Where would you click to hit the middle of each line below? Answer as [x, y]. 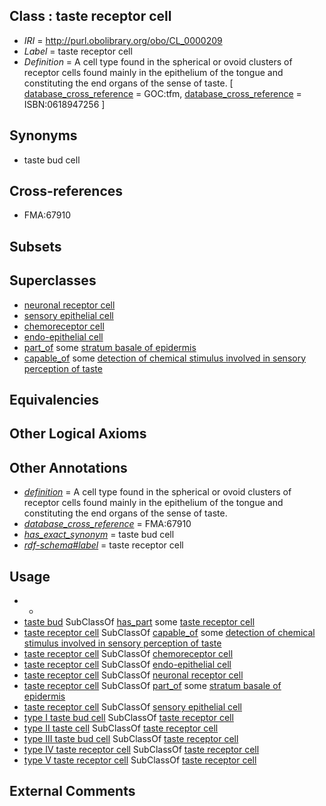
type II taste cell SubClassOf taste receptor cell [121, 728]
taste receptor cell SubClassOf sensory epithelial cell [132, 707]
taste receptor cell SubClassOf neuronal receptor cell [133, 675]
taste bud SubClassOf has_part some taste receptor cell [139, 622]
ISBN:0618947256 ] [64, 104]
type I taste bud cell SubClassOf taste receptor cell [128, 718]
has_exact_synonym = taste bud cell [99, 535]
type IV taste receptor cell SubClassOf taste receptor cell [141, 750]
